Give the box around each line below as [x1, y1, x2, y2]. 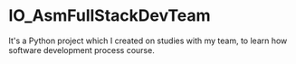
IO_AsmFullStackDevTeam [8, 5, 211, 26]
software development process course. [8, 44, 155, 55]
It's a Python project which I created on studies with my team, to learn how [8, 35, 288, 46]
